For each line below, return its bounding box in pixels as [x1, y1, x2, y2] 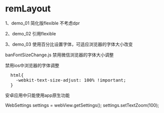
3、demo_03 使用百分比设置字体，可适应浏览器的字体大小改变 [5, 41, 133, 47]
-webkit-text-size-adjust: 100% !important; [15, 77, 126, 83]
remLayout [5, 3, 51, 14]
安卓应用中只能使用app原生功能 [5, 92, 70, 98]
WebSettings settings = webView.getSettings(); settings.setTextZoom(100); [5, 102, 160, 108]
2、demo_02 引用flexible [5, 30, 56, 36]
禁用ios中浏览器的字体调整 [5, 62, 60, 68]
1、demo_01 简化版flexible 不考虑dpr [5, 20, 80, 26]
